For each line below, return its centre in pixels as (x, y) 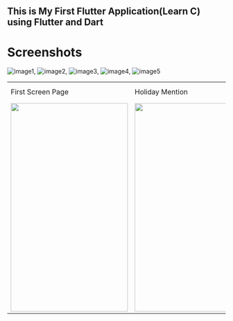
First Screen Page (40, 92)
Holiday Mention (162, 92)
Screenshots (45, 52)
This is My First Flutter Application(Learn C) (104, 11)
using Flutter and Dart (55, 23)
